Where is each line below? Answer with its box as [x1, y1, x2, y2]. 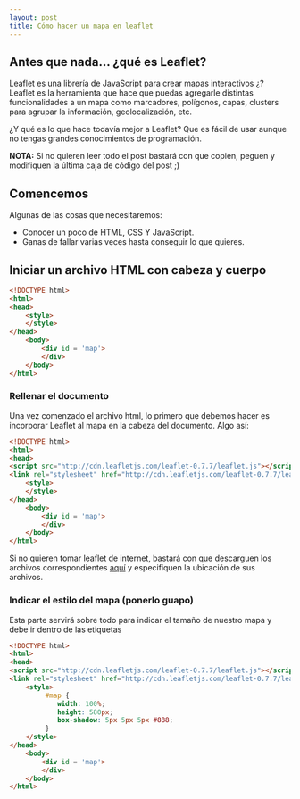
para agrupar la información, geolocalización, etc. [9, 106, 193, 117]
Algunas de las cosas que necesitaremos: [9, 210, 162, 221]
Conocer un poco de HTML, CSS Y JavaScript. [21, 227, 195, 237]
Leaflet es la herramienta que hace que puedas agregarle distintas [9, 87, 254, 98]
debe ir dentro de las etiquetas [9, 624, 122, 635]
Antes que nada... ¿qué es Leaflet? [9, 54, 207, 70]
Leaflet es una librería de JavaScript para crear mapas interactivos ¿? [9, 78, 265, 89]
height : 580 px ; [56, 707, 114, 717]
